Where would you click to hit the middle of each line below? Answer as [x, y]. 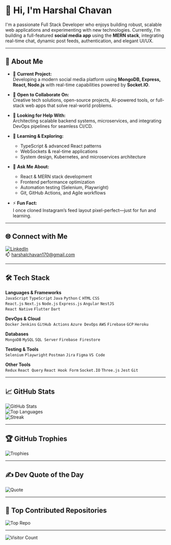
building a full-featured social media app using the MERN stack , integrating [85, 35]
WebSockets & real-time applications [59, 151]
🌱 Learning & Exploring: [38, 136]
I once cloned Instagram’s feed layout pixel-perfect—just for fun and [84, 210]
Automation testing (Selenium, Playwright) [64, 187]
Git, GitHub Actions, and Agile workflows [63, 193]
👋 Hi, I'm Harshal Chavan [59, 10]
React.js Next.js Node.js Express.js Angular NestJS [60, 304]
